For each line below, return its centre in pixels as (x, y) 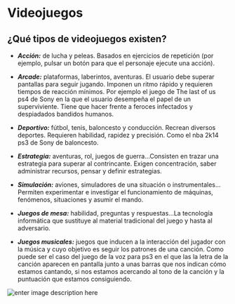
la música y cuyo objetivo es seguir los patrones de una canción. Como (121, 249)
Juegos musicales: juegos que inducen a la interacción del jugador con (121, 242)
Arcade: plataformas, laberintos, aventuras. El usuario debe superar (116, 77)
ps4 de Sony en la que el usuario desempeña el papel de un (104, 99)
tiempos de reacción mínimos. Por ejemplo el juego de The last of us (116, 92)
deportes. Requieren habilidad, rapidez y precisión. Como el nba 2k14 (118, 135)
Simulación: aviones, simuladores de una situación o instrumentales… (119, 185)
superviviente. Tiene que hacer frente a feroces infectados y (105, 106)
